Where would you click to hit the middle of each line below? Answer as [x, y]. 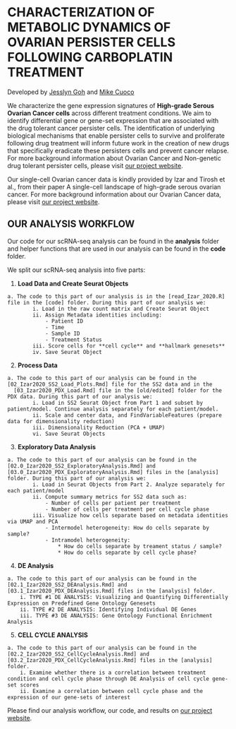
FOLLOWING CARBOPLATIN [90, 58]
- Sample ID [62, 333]
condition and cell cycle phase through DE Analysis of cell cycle [108, 679]
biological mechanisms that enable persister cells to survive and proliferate [116, 136]
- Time [55, 327]
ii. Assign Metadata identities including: [97, 315]
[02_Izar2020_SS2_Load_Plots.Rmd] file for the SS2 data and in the [110, 384]
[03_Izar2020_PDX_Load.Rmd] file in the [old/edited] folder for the [118, 390]
